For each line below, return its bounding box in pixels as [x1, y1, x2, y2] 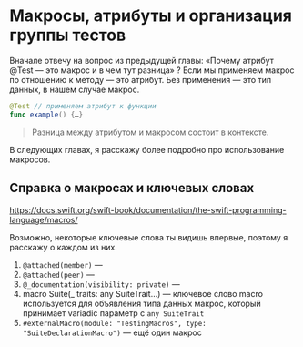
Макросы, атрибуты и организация [9, 5, 293, 26]
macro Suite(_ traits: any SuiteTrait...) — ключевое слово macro [22, 288, 264, 299]
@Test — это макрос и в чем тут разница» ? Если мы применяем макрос [9, 65, 295, 76]
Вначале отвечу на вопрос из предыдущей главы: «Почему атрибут [9, 55, 275, 66]
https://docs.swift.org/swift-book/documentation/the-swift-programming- [9, 204, 287, 215]
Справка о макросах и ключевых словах [9, 180, 255, 196]
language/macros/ [9, 214, 79, 225]
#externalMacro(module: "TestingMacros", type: [22, 319, 207, 328]
